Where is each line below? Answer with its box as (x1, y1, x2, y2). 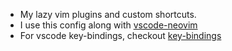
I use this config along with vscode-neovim (19, 19, 198, 31)
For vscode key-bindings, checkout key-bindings (19, 30, 222, 41)
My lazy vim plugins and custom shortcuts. (19, 9, 197, 20)
